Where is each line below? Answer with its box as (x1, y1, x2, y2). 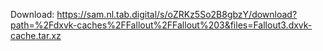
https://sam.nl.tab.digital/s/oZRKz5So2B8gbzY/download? (56, 9, 298, 20)
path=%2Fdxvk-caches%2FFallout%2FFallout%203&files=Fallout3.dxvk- (10, 19, 313, 31)
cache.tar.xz (10, 30, 62, 41)
